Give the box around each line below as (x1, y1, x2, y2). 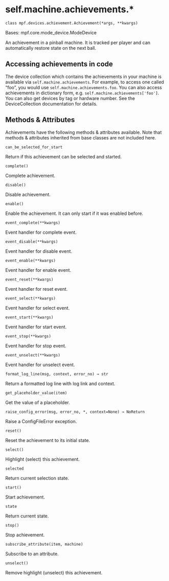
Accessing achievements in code (5, 60, 113, 69)
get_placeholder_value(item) (5, 390, 67, 395)
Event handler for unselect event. (5, 362, 75, 368)
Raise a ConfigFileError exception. (5, 418, 77, 424)
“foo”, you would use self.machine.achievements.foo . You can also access (5, 84, 162, 90)
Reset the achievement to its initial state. (5, 437, 90, 443)
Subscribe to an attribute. (5, 550, 59, 557)
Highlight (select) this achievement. (5, 456, 80, 462)
